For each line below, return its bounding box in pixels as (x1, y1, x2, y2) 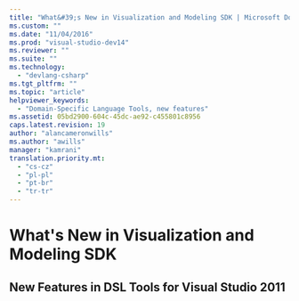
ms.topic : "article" (9, 87, 86, 96)
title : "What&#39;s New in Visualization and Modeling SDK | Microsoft (9, 12, 280, 22)
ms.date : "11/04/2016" (9, 29, 93, 38)
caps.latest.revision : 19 (9, 121, 105, 130)
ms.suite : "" (9, 54, 58, 63)
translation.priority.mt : (9, 153, 105, 163)
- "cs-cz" (17, 162, 53, 171)
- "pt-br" (17, 179, 53, 188)
